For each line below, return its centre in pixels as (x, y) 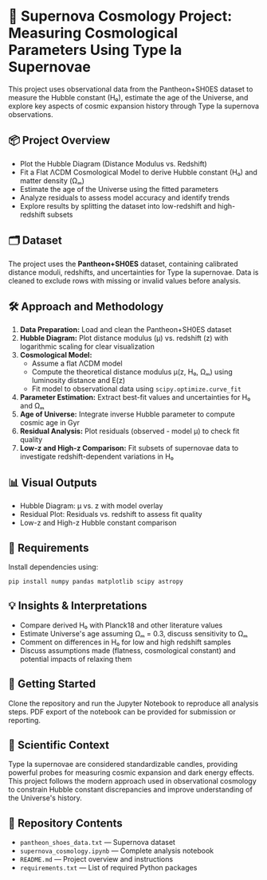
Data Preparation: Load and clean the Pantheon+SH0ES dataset (126, 330)
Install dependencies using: (53, 567)
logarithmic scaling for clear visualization (87, 346)
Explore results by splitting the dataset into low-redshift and (118, 205)
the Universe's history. (45, 798)
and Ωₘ (32, 406)
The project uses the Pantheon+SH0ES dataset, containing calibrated (123, 264)
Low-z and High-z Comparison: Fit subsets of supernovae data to (129, 448)
